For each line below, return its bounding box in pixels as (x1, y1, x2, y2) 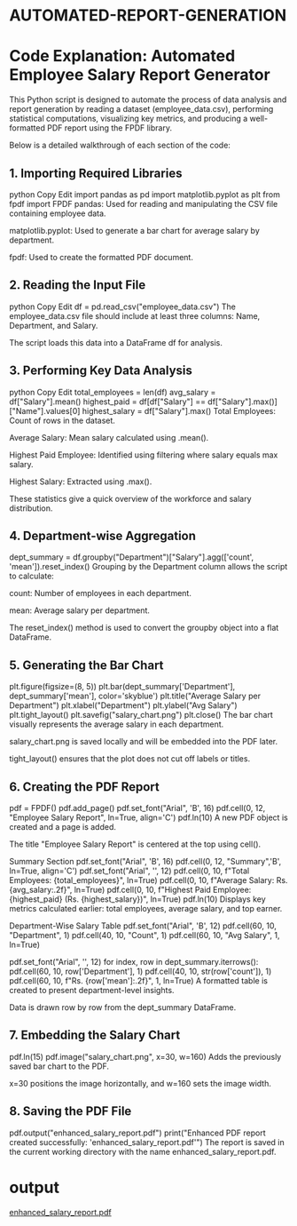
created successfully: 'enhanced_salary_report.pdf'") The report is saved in (9, 1136, 285, 1147)
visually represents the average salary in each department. (9, 719, 224, 729)
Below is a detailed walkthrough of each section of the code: (9, 139, 231, 151)
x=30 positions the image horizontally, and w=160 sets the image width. (9, 1078, 272, 1088)
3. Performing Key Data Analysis (9, 363, 193, 378)
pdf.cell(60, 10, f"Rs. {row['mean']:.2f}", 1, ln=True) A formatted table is (9, 975, 269, 986)
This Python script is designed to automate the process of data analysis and (9, 94, 287, 105)
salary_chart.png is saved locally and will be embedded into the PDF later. (9, 736, 277, 747)
